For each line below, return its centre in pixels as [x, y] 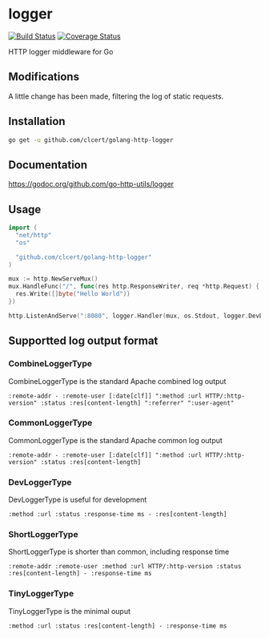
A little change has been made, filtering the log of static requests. [116, 96]
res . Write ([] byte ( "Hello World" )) [73, 294]
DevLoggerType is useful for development [78, 500]
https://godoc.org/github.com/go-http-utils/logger [91, 184]
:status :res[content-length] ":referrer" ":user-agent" [137, 403]
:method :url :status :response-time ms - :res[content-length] [118, 515]
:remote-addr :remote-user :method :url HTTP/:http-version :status [125, 567]
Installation [37, 121]
